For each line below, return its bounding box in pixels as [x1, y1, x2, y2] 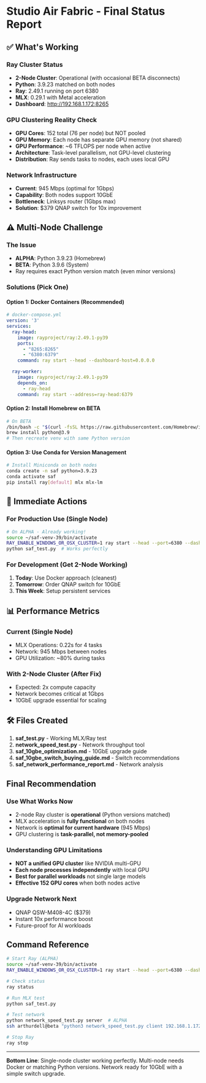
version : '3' [6, 317, 40, 324]
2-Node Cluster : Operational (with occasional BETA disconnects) [15, 74, 181, 81]
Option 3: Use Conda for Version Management [6, 448, 127, 456]
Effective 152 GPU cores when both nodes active [15, 879, 140, 887]
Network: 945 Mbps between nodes [15, 648, 107, 655]
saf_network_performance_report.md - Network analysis [15, 761, 164, 768]
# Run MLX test [6, 995, 45, 1001]
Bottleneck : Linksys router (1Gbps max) [15, 198, 116, 205]
